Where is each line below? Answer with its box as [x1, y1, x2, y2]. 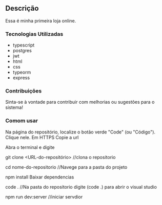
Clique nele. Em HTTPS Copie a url [5, 134, 79, 140]
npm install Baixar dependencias [5, 174, 74, 180]
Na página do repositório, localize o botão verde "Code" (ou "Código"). [5, 129, 155, 135]
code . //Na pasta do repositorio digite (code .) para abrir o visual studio [5, 184, 157, 190]
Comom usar [5, 117, 38, 124]
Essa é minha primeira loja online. [5, 17, 76, 24]
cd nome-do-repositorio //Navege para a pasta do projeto [5, 164, 128, 170]
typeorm [12, 69, 31, 76]
